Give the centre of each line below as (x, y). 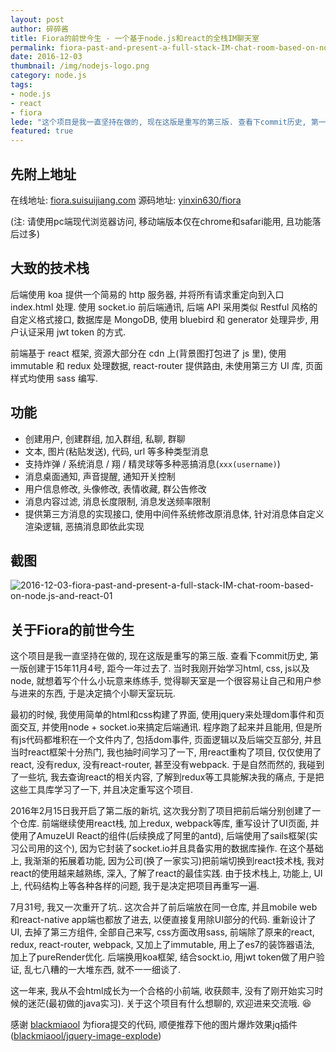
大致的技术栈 (50, 268)
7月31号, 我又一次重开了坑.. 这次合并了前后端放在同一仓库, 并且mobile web (164, 907)
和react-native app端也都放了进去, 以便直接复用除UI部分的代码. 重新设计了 (163, 920)
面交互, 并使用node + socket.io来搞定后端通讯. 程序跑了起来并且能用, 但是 (162, 727)
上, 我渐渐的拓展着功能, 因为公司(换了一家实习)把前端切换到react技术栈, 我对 (167, 861)
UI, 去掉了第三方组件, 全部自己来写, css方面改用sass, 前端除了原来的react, (162, 932)
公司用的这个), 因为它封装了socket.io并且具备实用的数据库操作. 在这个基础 (171, 848)
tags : (21, 85)
